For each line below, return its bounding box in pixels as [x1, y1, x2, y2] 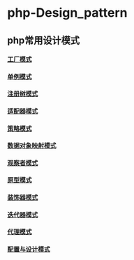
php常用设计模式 [7, 34, 80, 46]
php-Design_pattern [7, 5, 128, 21]
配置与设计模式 [7, 245, 50, 253]
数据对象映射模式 [7, 142, 57, 150]
